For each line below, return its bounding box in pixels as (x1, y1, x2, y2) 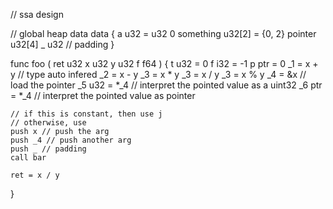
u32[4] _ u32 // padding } (10, 39, 115, 50)
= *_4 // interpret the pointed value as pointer (10, 90, 196, 101)
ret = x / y (10, 170, 60, 180)
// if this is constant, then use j (10, 109, 163, 119)
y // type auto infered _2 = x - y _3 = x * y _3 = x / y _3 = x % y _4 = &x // (10, 69, 307, 80)
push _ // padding (10, 144, 87, 154)
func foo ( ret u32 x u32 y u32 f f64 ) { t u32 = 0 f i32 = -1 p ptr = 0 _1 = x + (10, 58, 319, 69)
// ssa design (10, 9, 64, 20)
